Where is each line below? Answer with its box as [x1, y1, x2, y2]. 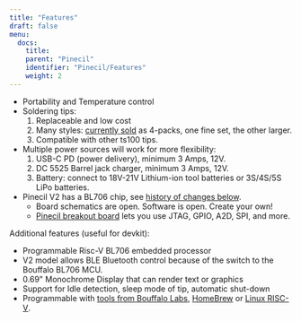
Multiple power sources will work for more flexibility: [22, 143, 217, 154]
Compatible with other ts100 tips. [35, 134, 159, 144]
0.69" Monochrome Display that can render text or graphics [22, 273, 244, 284]
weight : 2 [25, 72, 63, 81]
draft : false [9, 22, 58, 30]
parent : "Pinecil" [25, 55, 94, 64]
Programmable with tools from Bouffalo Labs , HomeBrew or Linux [22, 292, 266, 303]
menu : [9, 30, 30, 39]
